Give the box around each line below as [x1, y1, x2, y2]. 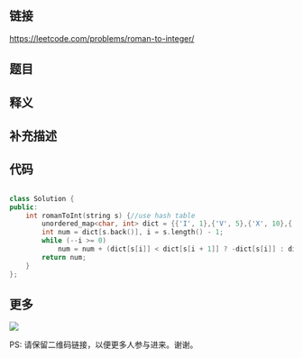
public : [9, 202, 39, 212]
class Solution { [9, 194, 75, 203]
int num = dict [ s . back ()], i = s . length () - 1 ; [41, 228, 224, 237]
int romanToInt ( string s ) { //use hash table [25, 211, 196, 220]
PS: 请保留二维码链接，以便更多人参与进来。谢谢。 [9, 339, 198, 350]
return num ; [41, 252, 87, 262]
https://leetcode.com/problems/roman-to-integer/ [9, 32, 195, 43]
